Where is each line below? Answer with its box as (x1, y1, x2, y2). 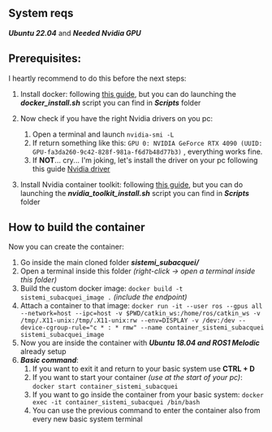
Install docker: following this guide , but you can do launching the (19, 89, 237, 98)
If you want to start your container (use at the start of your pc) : (32, 373, 244, 382)
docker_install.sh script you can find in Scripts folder (19, 98, 201, 107)
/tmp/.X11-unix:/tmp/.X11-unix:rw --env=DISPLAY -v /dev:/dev (19, 316, 235, 325)
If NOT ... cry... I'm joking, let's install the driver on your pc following (32, 155, 258, 165)
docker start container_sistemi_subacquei (32, 382, 179, 391)
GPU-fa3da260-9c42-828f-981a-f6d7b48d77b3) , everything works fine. (32, 146, 263, 156)
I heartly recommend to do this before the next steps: (8, 73, 187, 83)
